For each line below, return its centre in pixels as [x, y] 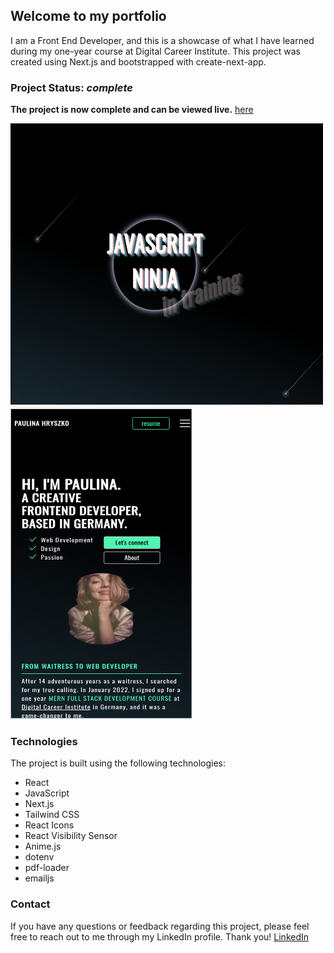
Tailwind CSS [52, 815]
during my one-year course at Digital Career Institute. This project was [155, 51]
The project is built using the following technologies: [118, 763]
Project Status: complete [72, 87]
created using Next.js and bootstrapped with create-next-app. [138, 61]
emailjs [39, 878]
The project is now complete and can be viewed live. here [132, 110]
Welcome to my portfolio [88, 16]
